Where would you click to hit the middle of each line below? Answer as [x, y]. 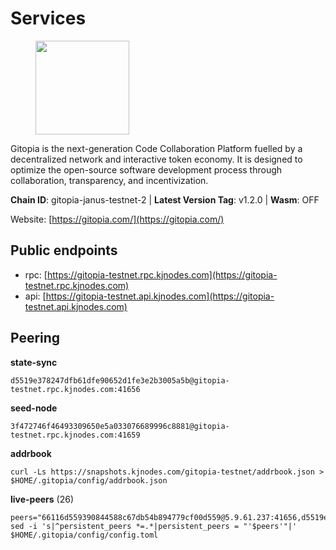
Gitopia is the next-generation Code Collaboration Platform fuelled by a [156, 148]
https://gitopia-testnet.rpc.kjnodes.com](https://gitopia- [162, 274]
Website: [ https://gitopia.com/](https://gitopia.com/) [117, 219]
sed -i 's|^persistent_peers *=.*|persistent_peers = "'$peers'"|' [154, 526]
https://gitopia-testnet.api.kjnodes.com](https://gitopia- [160, 296]
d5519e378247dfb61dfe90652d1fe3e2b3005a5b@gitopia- [120, 380]
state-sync [34, 362]
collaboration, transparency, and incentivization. [109, 180]
